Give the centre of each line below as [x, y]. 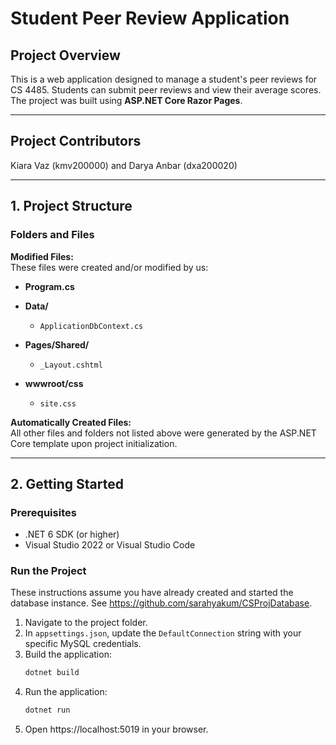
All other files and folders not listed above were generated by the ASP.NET [163, 433]
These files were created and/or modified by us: [109, 267]
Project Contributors [76, 141]
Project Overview [65, 55]
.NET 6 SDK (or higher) [72, 534]
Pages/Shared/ [57, 344]
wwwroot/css [54, 383]
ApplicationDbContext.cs [91, 326]
